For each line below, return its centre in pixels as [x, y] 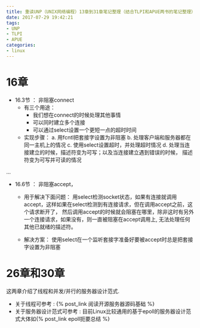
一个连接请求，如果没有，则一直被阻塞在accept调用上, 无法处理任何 [107, 219]
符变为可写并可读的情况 [53, 160]
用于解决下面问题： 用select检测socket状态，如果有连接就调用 [100, 197]
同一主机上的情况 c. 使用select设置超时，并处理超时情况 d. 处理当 [104, 145]
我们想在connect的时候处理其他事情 [77, 115]
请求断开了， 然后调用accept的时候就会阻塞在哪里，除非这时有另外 [111, 212]
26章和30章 [36, 273]
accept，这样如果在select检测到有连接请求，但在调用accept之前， [106, 204]
